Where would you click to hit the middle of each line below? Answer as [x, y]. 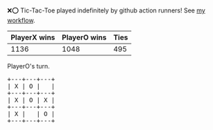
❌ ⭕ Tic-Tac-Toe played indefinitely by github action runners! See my [106, 10]
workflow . [21, 20]
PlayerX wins [33, 37]
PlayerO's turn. [28, 66]
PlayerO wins [84, 37]
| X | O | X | [31, 100]
